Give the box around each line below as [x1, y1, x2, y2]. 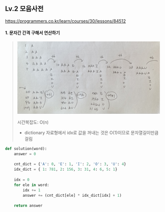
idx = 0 [14, 178, 29, 182]
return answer [14, 203, 43, 208]
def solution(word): [5, 146, 48, 151]
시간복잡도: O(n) [17, 119, 49, 125]
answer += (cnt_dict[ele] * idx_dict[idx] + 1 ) [23, 193, 122, 198]
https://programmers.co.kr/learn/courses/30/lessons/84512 [5, 18, 126, 24]
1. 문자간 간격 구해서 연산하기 [5, 30, 60, 36]
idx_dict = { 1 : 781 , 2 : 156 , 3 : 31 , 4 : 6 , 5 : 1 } [14, 167, 118, 172]
